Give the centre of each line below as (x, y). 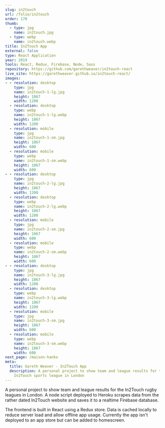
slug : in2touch (21, 10)
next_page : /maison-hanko (31, 357)
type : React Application (30, 55)
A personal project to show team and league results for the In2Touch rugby (81, 390)
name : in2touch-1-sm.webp (41, 160)
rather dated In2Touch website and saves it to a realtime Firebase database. (82, 400)
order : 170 (16, 19)
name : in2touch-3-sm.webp (41, 343)
